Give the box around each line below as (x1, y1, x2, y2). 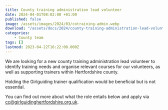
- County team (14, 35, 43, 40)
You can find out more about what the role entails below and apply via (5, 93, 149, 99)
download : (5, 26, 26, 31)
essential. (5, 83, 25, 90)
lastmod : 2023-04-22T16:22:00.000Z (5, 44, 79, 49)
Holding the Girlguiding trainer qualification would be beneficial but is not (5, 78, 156, 84)
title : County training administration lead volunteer (5, 7, 122, 12)
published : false (5, 16, 41, 21)
